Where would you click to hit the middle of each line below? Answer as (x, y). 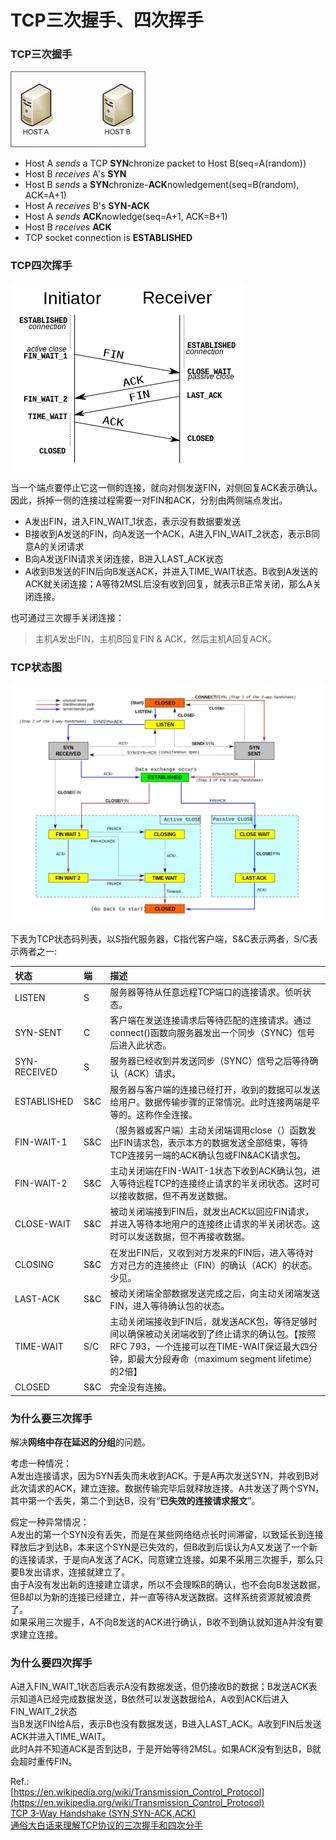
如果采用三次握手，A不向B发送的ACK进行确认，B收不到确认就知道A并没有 (162, 1622)
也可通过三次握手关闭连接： (67, 617)
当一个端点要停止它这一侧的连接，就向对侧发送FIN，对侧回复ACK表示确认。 (166, 487)
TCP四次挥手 (41, 266)
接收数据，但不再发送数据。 (175, 1196)
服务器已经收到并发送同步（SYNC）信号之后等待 (209, 1061)
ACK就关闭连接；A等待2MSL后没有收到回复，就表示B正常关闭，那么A (168, 583)
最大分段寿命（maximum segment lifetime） (227, 1359)
